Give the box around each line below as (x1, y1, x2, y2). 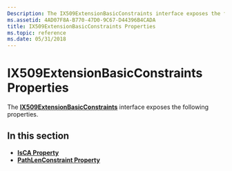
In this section (7, 130, 70, 142)
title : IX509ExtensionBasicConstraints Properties (7, 23, 156, 30)
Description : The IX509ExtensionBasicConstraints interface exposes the (7, 10, 221, 17)
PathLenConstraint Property (17, 156, 100, 164)
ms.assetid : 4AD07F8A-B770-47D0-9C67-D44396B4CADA (7, 17, 156, 23)
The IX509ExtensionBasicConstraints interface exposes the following (7, 103, 209, 111)
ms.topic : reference (7, 29, 67, 37)
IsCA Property (17, 148, 59, 157)
